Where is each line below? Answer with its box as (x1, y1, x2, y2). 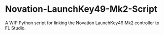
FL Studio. (5, 25, 26, 31)
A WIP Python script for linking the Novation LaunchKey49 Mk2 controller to (5, 20, 160, 26)
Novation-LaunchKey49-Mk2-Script (5, 3, 158, 15)
